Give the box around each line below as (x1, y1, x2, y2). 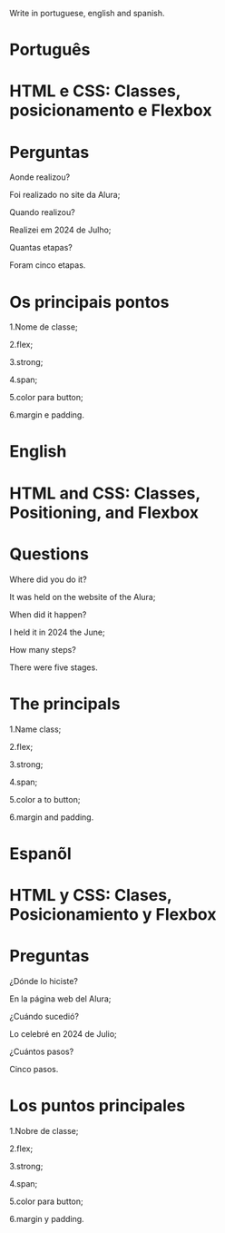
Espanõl (9, 843, 73, 863)
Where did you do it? (9, 574, 88, 585)
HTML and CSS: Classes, (9, 483, 201, 503)
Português (9, 40, 91, 60)
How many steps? (9, 644, 77, 655)
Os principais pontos (9, 291, 170, 312)
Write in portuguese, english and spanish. (9, 8, 165, 18)
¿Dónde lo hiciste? (9, 975, 79, 986)
